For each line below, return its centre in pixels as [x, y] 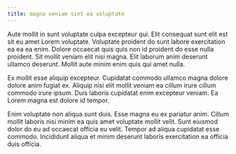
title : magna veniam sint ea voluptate [66, 14]
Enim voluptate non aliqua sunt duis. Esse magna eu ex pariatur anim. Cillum [118, 114]
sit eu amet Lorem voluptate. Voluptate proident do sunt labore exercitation [116, 41]
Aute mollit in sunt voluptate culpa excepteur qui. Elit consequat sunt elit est [118, 34]
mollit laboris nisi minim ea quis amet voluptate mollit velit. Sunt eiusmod [113, 122]
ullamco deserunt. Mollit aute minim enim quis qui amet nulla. [96, 64]
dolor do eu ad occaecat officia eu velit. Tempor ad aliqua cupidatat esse [113, 129]
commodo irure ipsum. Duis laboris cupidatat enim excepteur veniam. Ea [113, 93]
